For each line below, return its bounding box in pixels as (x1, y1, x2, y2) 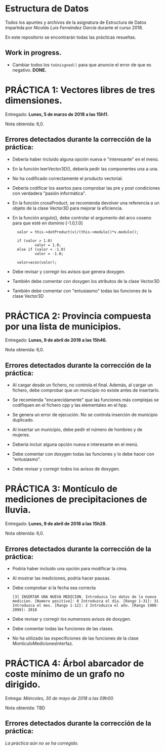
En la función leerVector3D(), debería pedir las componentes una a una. (12, 165, 159, 171)
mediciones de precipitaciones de (5, 494, 147, 505)
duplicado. (12, 417, 34, 423)
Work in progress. (5, 49, 62, 57)
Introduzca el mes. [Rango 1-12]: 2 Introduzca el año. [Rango (12, 603, 146, 608)
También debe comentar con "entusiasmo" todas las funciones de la (12, 288, 152, 294)
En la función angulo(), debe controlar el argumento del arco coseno (12, 215, 152, 220)
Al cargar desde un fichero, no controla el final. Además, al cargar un (12, 382, 153, 388)
